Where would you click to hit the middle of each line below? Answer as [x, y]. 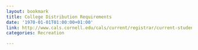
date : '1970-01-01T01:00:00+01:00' [50, 22]
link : [13, 28]
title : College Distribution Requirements [59, 17]
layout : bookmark [27, 11]
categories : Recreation [35, 33]
